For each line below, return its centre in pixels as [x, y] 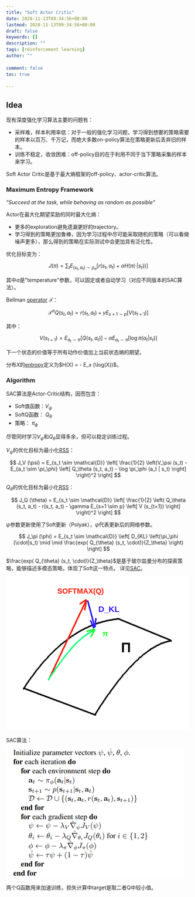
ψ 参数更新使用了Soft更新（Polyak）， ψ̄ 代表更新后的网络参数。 [81, 524]
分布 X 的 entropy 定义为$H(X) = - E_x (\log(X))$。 [64, 365]
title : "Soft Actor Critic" [40, 12]
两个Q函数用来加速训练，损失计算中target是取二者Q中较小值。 [81, 888]
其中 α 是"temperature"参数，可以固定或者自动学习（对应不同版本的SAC [92, 280]
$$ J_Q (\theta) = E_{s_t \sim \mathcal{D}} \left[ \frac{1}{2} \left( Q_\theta [98, 500]
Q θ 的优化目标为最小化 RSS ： [40, 488]
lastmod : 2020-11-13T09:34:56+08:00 [51, 25]
